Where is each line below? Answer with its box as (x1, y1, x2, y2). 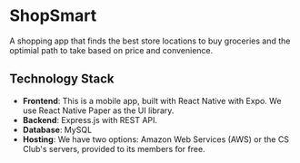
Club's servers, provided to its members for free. (22, 143, 206, 154)
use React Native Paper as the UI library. (22, 105, 175, 116)
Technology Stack (9, 72, 115, 87)
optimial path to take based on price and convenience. (9, 44, 214, 55)
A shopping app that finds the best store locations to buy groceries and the (9, 35, 291, 46)
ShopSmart (9, 5, 97, 26)
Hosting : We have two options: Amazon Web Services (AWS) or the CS (22, 133, 289, 145)
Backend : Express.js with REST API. (22, 114, 157, 125)
